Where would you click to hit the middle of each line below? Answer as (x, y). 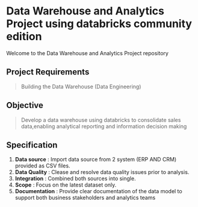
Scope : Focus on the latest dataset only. (66, 185)
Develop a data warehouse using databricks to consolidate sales (101, 120)
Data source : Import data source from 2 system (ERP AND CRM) (96, 160)
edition (24, 37)
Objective (25, 105)
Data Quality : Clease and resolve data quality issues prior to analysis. (102, 172)
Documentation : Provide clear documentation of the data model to (98, 191)
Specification (32, 145)
